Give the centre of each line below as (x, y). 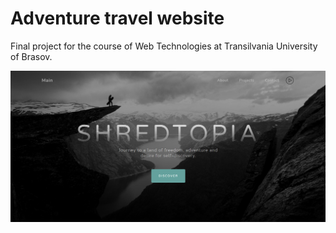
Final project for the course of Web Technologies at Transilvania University (164, 46)
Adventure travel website (117, 18)
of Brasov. (31, 56)
